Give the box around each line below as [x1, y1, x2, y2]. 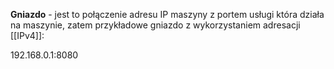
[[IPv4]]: [10, 30, 45, 41]
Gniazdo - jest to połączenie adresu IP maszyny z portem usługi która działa [10, 9, 325, 20]
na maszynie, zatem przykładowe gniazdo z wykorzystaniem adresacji [10, 19, 301, 31]
